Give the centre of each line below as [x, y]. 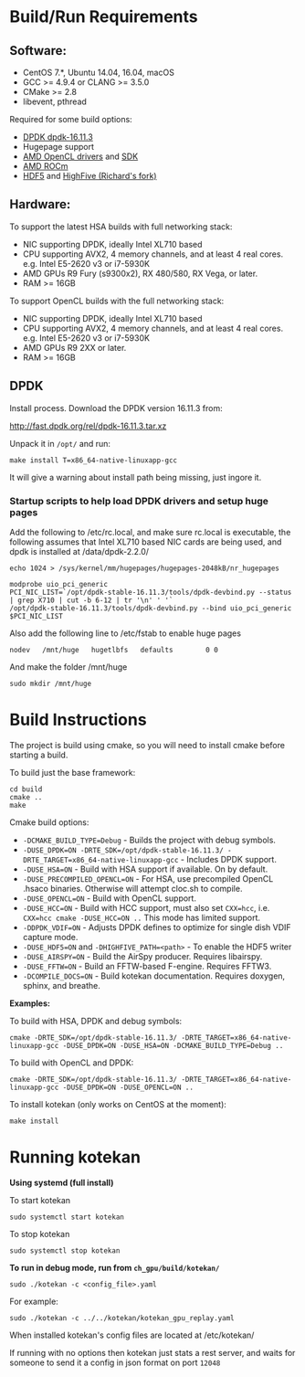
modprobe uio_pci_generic [58, 584]
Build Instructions [79, 720]
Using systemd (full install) [62, 1182]
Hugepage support [58, 147]
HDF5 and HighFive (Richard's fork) [89, 176]
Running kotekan [75, 1157]
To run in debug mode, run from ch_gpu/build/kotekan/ [115, 1267]
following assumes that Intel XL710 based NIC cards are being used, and [146, 542]
